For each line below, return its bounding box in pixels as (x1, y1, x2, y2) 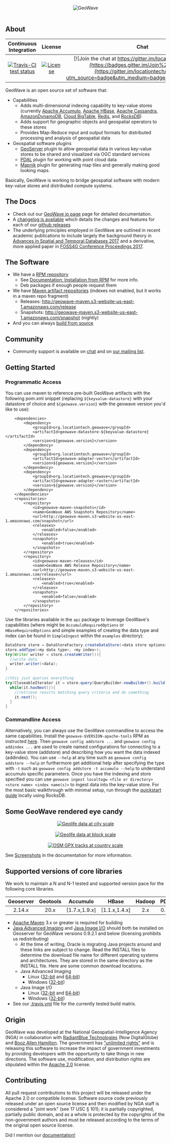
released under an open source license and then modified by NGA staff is (5, 1100, 159, 1106)
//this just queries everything (5, 676, 74, 681)
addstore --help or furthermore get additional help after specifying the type (5, 760, 164, 766)
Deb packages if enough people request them (20, 282, 117, 289)
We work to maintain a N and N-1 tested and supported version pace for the (5, 880, 164, 887)
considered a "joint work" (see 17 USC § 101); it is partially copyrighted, (5, 1106, 154, 1112)
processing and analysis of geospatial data (20, 135, 110, 141)
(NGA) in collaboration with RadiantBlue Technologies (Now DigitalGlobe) (5, 1034, 159, 1040)
